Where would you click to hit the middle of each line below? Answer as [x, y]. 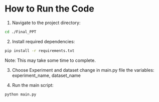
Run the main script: [33, 85]
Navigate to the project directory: [46, 23]
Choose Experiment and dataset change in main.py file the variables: [83, 70]
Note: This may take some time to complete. [50, 60]
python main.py [21, 94]
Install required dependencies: [43, 41]
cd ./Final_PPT [21, 32]
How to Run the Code [50, 9]
